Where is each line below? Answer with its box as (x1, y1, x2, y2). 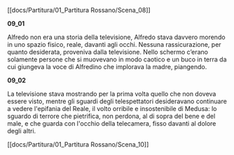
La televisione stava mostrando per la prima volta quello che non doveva (7, 90, 216, 98)
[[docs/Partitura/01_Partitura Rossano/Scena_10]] (7, 140, 149, 149)
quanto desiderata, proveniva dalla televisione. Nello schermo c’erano (7, 48, 209, 56)
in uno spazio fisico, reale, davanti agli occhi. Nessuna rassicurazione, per (7, 40, 222, 48)
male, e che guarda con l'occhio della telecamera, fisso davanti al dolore (7, 119, 216, 128)
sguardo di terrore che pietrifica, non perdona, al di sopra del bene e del (7, 112, 216, 120)
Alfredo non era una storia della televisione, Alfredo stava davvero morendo (7, 33, 226, 41)
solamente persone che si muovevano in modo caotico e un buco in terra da (7, 55, 227, 64)
